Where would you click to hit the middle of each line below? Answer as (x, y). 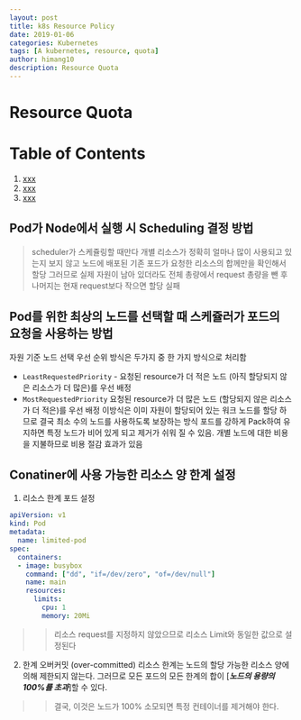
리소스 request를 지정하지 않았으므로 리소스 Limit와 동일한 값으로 (169, 634)
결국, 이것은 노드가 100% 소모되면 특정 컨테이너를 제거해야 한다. (166, 706)
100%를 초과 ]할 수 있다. (65, 687)
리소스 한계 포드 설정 (59, 498)
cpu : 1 (54, 608)
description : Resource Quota (64, 68)
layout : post (34, 18)
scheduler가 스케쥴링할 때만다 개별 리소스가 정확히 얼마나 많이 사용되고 (157, 251)
